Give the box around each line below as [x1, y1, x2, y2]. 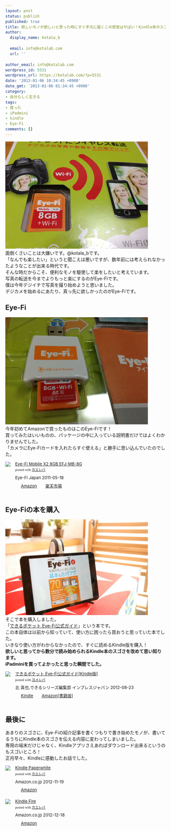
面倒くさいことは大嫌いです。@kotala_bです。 [5, 250, 102, 256]
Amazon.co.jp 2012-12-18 [15, 812, 65, 818]
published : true [5, 19, 40, 24]
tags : [5, 99, 17, 105]
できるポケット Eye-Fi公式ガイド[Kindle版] [15, 671, 98, 677]
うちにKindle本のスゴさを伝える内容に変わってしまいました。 [9, 736, 139, 742]
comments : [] [5, 127, 33, 132]
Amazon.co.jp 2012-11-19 [15, 778, 64, 785]
